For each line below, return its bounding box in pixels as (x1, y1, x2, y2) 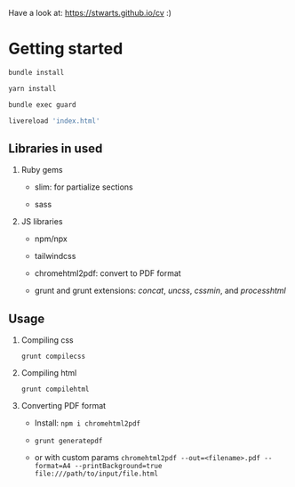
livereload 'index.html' (8, 116, 100, 126)
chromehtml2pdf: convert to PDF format (34, 268, 181, 279)
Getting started (8, 39, 124, 59)
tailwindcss (34, 251, 76, 262)
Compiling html (20, 368, 77, 378)
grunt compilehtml (20, 385, 90, 394)
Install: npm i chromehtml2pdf (34, 418, 141, 428)
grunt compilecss (20, 352, 86, 361)
